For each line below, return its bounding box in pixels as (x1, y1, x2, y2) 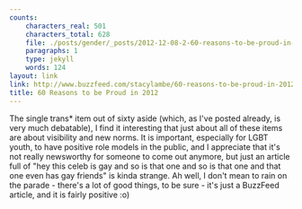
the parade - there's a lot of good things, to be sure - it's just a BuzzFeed (9, 179, 280, 190)
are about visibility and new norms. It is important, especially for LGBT (9, 132, 269, 143)
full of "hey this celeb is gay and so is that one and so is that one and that (9, 161, 281, 171)
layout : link (9, 72, 58, 81)
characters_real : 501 (25, 22, 106, 30)
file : (25, 38, 47, 48)
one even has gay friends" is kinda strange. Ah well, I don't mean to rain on (9, 170, 288, 180)
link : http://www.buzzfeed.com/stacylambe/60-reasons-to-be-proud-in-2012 (9, 80, 296, 89)
